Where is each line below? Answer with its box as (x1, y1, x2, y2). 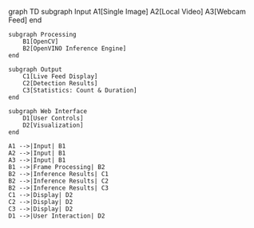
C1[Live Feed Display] (22, 73, 98, 81)
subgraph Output (8, 65, 62, 73)
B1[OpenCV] (22, 37, 59, 45)
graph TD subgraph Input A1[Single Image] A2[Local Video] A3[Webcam (8, 7, 246, 16)
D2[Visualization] (22, 121, 84, 129)
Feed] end (8, 15, 42, 25)
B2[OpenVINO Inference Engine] (22, 45, 127, 53)
